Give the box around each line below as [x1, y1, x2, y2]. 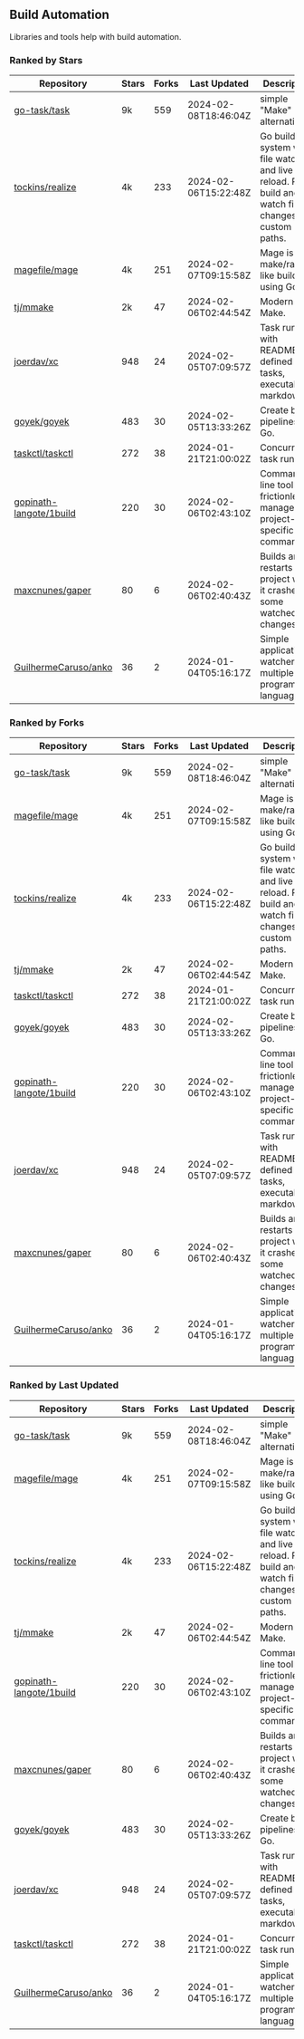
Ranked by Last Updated [9, 1379, 119, 1391]
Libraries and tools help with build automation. [9, 31, 182, 42]
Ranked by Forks [9, 717, 84, 729]
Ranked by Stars [9, 53, 83, 66]
